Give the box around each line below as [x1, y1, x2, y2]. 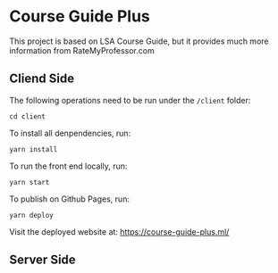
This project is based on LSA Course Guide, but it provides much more [9, 36, 269, 46]
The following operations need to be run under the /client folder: [9, 95, 251, 105]
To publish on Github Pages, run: [9, 194, 130, 204]
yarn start [9, 178, 50, 186]
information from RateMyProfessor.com [9, 45, 155, 55]
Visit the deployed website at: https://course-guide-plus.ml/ [9, 226, 230, 237]
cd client [9, 112, 46, 121]
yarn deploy [9, 211, 54, 219]
